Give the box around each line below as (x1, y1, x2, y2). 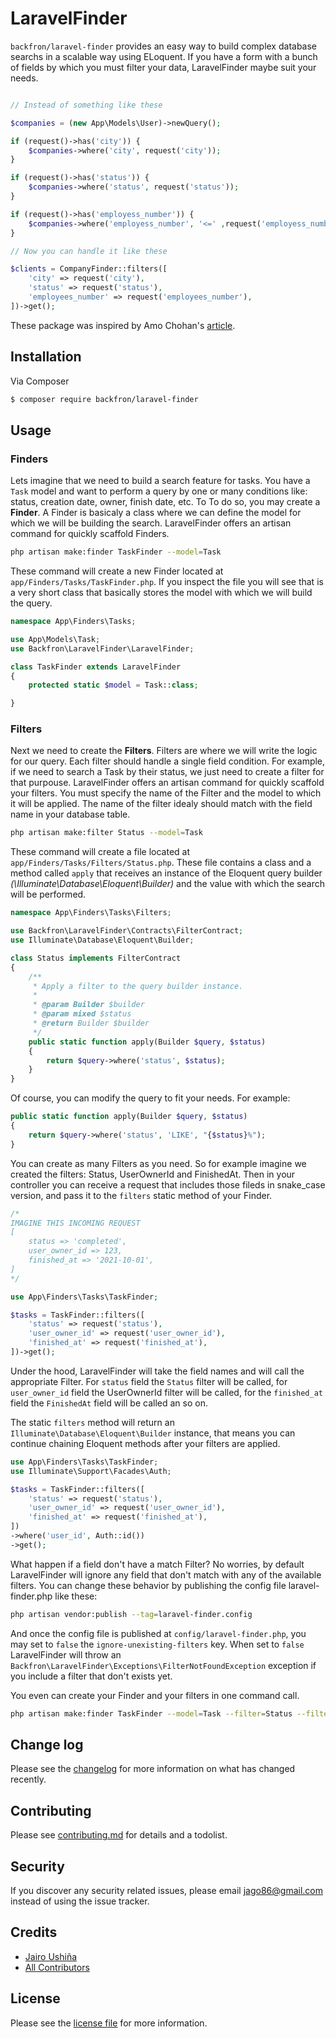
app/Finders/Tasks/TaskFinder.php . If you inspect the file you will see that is (10, 576, 324, 588)
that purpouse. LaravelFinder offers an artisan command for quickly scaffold (10, 777, 325, 789)
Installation (10, 348, 82, 366)
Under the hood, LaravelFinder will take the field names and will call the (10, 1365, 305, 1377)
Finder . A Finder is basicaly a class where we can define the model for (10, 507, 302, 519)
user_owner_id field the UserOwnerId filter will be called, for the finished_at (10, 1386, 323, 1398)
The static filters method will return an (10, 1416, 175, 1428)
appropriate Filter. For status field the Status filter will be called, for (10, 1375, 288, 1387)
